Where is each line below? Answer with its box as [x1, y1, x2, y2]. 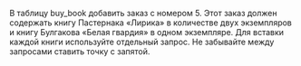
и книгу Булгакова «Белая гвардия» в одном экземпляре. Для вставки [9, 27, 284, 37]
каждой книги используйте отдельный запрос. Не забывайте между [9, 36, 275, 47]
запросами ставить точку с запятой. [9, 46, 150, 57]
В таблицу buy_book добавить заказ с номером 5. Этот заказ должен [9, 8, 277, 18]
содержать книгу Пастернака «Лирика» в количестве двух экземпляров [9, 17, 293, 28]
